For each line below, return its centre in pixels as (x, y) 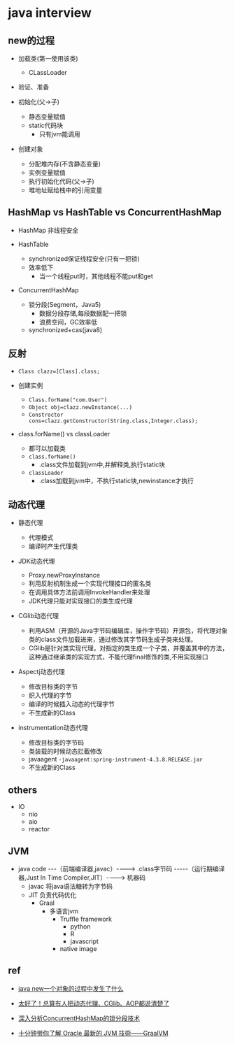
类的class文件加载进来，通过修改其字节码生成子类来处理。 (113, 639)
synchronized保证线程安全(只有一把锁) (84, 258)
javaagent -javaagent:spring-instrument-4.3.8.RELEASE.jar (116, 759)
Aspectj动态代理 (41, 672)
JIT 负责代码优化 (52, 895)
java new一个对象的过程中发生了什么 (71, 988)
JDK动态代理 (36, 562)
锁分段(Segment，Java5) (65, 304)
